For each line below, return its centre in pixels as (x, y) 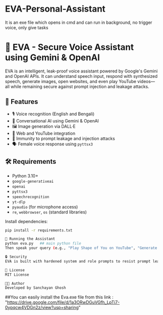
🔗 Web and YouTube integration (44, 133)
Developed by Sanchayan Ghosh (36, 288)
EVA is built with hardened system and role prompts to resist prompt (78, 261)
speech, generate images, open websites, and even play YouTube (71, 81)
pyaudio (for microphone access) (45, 207)
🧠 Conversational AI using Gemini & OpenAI (55, 121)
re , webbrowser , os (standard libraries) (49, 212)
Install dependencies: (26, 221)
